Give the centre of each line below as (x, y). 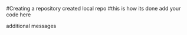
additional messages (31, 26)
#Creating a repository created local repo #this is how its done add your (93, 8)
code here (19, 15)
